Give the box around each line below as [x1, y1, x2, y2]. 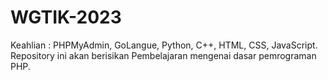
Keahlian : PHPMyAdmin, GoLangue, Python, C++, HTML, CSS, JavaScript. [10, 39, 318, 51]
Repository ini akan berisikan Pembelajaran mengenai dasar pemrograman [10, 49, 317, 61]
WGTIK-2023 [10, 6, 122, 29]
